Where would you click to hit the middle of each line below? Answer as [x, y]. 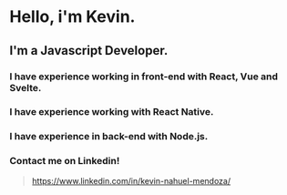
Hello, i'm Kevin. [72, 17]
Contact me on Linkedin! [65, 161]
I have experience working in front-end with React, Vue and [144, 77]
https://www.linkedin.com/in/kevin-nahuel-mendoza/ [131, 180]
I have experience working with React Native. [112, 112]
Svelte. [26, 87]
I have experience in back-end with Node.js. [109, 137]
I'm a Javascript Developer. [89, 51]
